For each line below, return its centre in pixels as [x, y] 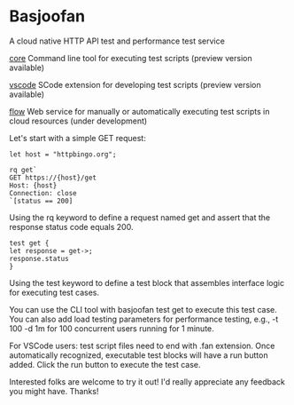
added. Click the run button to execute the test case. [105, 364]
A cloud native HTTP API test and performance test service [117, 41]
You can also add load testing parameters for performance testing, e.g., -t [144, 319]
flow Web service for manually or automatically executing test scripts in [139, 111]
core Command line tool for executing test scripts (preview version [131, 58]
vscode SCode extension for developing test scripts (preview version [135, 84]
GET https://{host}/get [53, 178]
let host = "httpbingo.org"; [63, 154]
